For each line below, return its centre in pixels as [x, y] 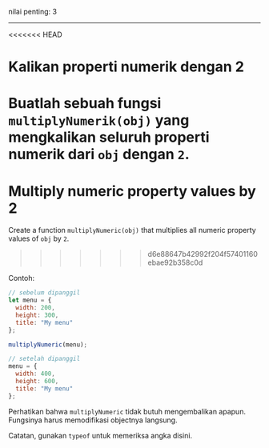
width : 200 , [36, 308]
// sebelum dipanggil [44, 293]
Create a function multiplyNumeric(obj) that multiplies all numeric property [132, 230]
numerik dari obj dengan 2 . [99, 154]
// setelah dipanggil [44, 359]
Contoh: [22, 278]
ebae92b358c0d [175, 262]
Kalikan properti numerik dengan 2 [126, 67]
